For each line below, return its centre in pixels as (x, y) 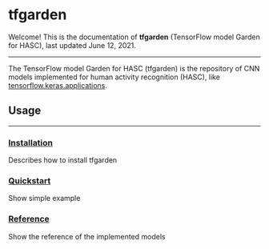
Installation (31, 143)
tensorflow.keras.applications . (58, 85)
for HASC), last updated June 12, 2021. (72, 45)
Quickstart (30, 180)
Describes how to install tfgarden (63, 160)
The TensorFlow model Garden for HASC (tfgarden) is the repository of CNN (134, 68)
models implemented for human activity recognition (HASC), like (114, 77)
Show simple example (44, 199)
